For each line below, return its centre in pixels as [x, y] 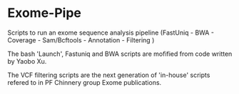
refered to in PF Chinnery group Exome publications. [85, 82]
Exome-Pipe [45, 13]
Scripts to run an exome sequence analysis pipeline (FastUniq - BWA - [111, 33]
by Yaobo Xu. [27, 61]
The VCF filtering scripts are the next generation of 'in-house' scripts [109, 75]
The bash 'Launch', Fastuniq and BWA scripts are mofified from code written [120, 54]
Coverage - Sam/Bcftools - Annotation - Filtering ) [81, 40]
